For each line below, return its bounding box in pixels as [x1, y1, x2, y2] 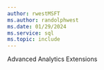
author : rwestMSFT [7, 10, 60, 17]
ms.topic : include [7, 36, 60, 43]
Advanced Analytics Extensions [7, 55, 98, 63]
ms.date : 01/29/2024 [7, 23, 67, 30]
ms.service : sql [7, 29, 54, 37]
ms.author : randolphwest [7, 17, 79, 24]
